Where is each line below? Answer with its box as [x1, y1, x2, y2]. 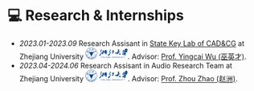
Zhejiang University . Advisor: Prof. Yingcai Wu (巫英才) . [18, 52, 247, 61]
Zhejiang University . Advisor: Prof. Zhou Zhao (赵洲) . [18, 74, 238, 84]
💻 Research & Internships [7, 6, 184, 25]
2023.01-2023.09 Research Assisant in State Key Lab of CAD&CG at [18, 38, 244, 48]
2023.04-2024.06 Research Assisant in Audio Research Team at [18, 61, 232, 71]
